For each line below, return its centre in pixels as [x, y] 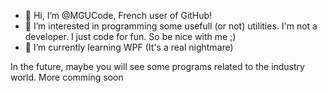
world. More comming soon [67, 77]
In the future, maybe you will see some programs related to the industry [157, 66]
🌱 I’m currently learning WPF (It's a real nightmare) [129, 47]
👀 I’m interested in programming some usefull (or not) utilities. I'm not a [171, 26]
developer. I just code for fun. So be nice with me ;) [130, 36]
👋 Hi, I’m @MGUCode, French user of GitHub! [118, 15]
